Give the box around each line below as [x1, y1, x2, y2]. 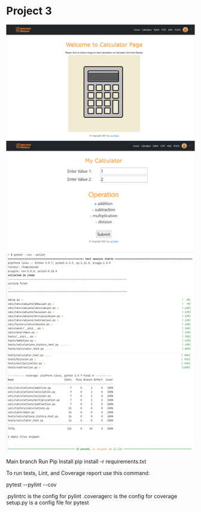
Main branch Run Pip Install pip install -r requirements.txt [6, 458, 147, 465]
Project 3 [6, 4, 52, 18]
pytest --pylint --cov [6, 481, 57, 488]
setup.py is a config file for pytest [6, 499, 89, 506]
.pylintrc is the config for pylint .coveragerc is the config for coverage [6, 493, 178, 500]
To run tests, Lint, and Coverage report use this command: [6, 470, 150, 477]
